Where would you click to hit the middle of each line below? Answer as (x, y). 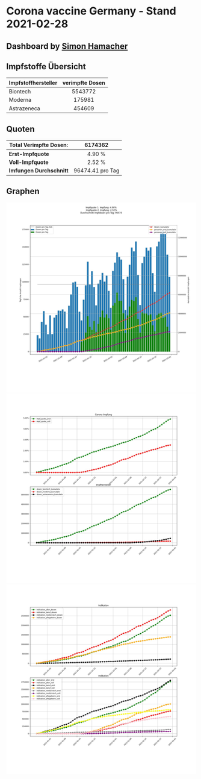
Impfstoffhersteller (33, 83)
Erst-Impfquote (29, 154)
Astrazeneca (24, 108)
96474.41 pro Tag (96, 171)
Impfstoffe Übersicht (46, 67)
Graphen (23, 191)
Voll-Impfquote (29, 162)
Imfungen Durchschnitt (39, 171)
